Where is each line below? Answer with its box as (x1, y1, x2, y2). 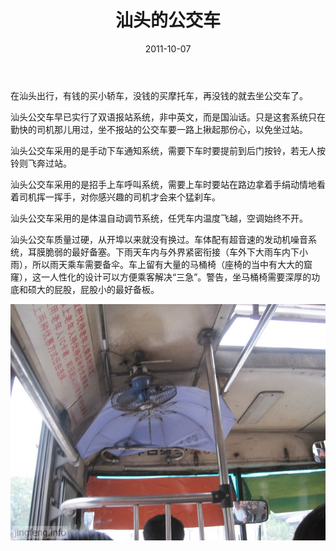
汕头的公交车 (114, 9, 221, 32)
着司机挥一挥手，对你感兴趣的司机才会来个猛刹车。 (10, 191, 221, 203)
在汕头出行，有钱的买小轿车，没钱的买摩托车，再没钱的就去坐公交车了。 (10, 89, 308, 101)
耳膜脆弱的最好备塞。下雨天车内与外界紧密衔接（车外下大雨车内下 (27, 246, 300, 258)
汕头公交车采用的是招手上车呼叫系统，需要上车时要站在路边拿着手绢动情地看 (10, 178, 326, 190)
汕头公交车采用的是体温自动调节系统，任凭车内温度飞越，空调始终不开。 (10, 212, 308, 224)
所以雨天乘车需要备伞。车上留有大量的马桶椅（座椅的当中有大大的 (31, 258, 304, 270)
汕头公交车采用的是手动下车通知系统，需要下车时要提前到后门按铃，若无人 (10, 144, 317, 156)
